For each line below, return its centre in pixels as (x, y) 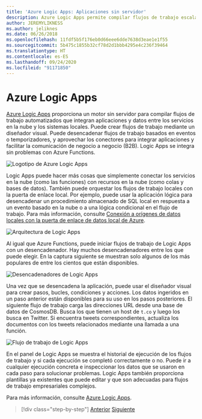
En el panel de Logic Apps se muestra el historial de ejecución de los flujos (99, 354)
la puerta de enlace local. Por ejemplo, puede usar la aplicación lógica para (99, 195)
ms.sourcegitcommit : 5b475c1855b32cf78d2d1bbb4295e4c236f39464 (87, 46)
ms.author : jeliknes (32, 29)
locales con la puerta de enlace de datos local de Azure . (76, 221)
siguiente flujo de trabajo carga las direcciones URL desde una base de (95, 305)
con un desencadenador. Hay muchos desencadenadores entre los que (95, 250)
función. (17, 331)
